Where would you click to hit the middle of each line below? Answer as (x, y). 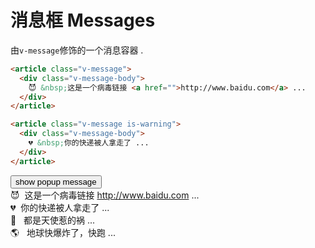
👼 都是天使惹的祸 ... (53, 220)
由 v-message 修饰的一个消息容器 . (77, 50)
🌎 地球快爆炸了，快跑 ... (63, 232)
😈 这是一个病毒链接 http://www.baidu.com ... (105, 195)
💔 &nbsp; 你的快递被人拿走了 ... (89, 143)
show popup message (56, 181)
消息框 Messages (83, 20)
